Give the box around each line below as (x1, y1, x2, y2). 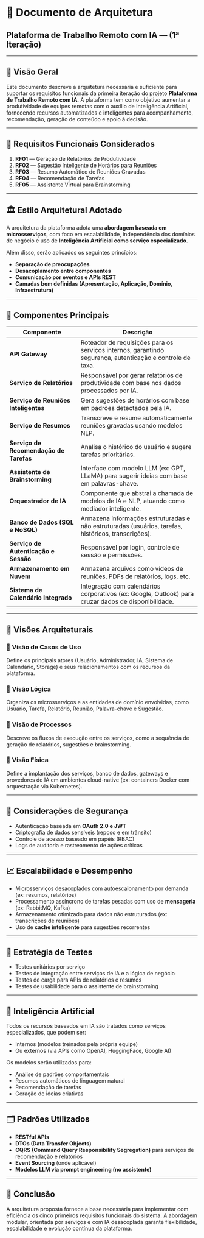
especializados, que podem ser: (6, 1029, 86, 1036)
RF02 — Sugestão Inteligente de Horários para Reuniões (15, 161, 157, 169)
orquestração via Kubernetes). (6, 782, 83, 790)
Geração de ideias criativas (15, 1090, 84, 1097)
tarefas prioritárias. (80, 450, 135, 459)
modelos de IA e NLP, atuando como (80, 497, 185, 505)
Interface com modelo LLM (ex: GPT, (80, 464, 186, 473)
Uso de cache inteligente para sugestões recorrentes (15, 924, 151, 931)
